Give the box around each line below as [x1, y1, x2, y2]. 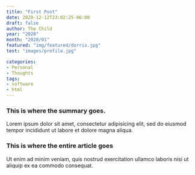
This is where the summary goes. [6, 106, 106, 115]
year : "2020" [6, 31, 39, 37]
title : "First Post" [6, 8, 58, 15]
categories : [6, 58, 36, 65]
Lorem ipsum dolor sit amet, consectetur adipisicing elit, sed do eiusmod [6, 120, 187, 127]
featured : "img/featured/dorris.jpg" [6, 43, 101, 49]
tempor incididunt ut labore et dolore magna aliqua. [6, 127, 134, 134]
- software [6, 81, 34, 87]
